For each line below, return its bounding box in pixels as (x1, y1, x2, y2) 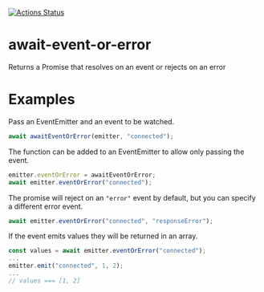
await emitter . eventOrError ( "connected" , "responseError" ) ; (8, 217, 214, 225)
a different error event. (8, 201, 83, 211)
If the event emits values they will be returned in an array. (8, 231, 198, 241)
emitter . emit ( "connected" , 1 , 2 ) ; (8, 262, 124, 270)
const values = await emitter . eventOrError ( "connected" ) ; (8, 247, 206, 255)
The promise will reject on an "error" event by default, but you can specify (8, 193, 257, 202)
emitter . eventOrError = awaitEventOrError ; (8, 171, 156, 179)
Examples (8, 91, 75, 108)
